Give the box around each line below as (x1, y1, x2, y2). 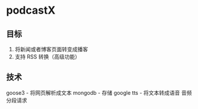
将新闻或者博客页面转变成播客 (14, 46, 88, 52)
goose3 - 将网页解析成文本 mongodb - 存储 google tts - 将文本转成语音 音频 (6, 89, 192, 96)
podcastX (6, 4, 56, 17)
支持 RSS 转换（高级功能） (14, 53, 80, 60)
